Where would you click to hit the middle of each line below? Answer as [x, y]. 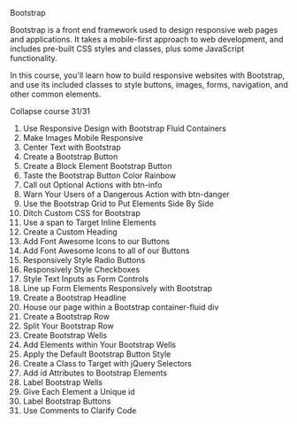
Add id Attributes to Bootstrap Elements [95, 373]
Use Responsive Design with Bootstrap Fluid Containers [124, 128]
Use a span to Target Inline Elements [90, 222]
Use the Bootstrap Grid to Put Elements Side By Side [118, 204]
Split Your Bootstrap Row [68, 326]
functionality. [34, 58]
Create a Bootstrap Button [70, 157]
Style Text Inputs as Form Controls [86, 279]
